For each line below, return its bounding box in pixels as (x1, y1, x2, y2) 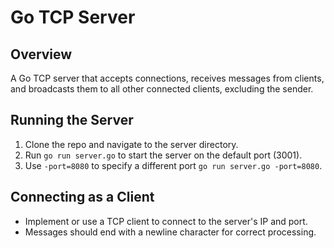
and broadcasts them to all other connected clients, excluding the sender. (10, 83, 314, 95)
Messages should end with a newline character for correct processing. (24, 226, 317, 238)
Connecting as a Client (10, 189, 155, 206)
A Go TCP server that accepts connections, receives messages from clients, (10, 72, 325, 84)
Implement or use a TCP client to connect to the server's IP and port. (24, 215, 308, 227)
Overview (10, 46, 73, 63)
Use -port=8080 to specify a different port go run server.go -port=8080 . (24, 159, 323, 171)
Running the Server (10, 112, 134, 129)
